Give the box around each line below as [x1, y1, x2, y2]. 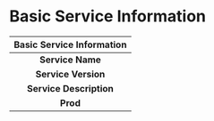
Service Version [35, 68, 106, 80]
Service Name [39, 53, 101, 66]
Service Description [26, 82, 114, 94]
